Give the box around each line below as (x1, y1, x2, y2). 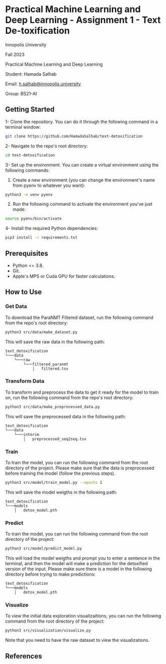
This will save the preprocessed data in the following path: (5, 413, 126, 419)
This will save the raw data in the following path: (5, 339, 105, 345)
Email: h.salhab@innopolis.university (5, 81, 81, 87)
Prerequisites (5, 249, 48, 258)
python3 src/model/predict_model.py (5, 546, 82, 551)
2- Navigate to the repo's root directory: (5, 143, 88, 149)
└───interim (14, 432, 39, 437)
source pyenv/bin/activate (5, 216, 62, 222)
